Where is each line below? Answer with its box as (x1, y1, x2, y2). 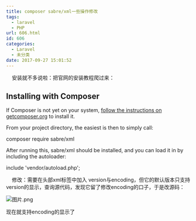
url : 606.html (6, 30, 41, 36)
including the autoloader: (6, 153, 66, 160)
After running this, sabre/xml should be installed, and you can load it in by (6, 147, 184, 154)
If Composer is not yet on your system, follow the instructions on (6, 107, 162, 114)
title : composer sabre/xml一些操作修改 (6, 8, 98, 15)
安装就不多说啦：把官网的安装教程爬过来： (11, 74, 115, 81)
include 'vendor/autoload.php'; (6, 164, 81, 171)
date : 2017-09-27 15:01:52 (6, 57, 72, 63)
